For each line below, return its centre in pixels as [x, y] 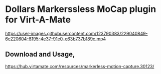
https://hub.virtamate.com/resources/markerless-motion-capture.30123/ [80, 66]
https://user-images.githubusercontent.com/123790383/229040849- [77, 33]
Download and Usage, [40, 54]
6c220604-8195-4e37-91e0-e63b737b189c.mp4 [56, 39]
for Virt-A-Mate [38, 20]
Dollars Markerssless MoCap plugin [80, 9]
